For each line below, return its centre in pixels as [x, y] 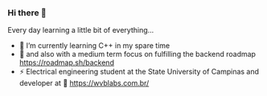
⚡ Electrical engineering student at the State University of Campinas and [139, 72]
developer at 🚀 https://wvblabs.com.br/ [84, 83]
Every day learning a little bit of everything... [81, 30]
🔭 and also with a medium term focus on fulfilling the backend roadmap [138, 54]
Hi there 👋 [27, 13]
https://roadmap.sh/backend [66, 62]
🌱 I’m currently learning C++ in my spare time [94, 46]
